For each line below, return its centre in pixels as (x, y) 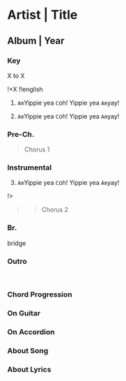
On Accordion (31, 331)
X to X (16, 75)
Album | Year (36, 41)
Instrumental (30, 167)
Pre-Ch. (21, 134)
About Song (28, 350)
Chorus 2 (55, 210)
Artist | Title (42, 15)
